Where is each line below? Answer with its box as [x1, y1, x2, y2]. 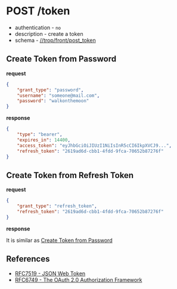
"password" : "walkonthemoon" [17, 98, 89, 104]
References [6, 254, 50, 264]
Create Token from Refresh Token [6, 170, 134, 180]
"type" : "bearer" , [17, 131, 63, 137]
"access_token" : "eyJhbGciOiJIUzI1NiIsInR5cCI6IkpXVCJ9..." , [17, 142, 172, 149]
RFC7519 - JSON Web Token [14, 270, 86, 277]
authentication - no [14, 24, 61, 31]
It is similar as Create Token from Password [6, 236, 113, 244]
